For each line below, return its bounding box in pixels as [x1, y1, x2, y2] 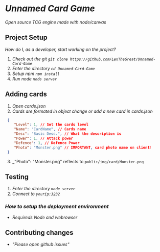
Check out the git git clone [12, 56, 69, 62]
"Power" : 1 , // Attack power [14, 136, 73, 141]
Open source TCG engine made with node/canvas [5, 19, 107, 25]
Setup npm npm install [12, 71, 60, 76]
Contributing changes [5, 228, 73, 237]
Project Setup [5, 33, 48, 42]
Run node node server [12, 76, 57, 81]
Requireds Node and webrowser [12, 214, 78, 220]
